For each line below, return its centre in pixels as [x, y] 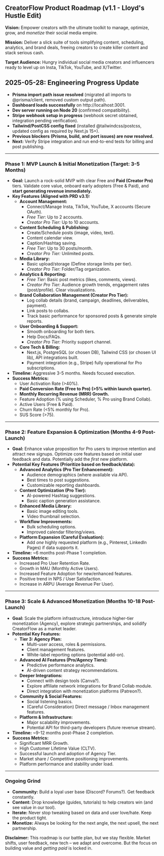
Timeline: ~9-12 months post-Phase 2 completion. [63, 733]
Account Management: [43, 201]
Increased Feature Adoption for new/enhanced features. [76, 574]
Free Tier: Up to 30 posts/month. [60, 248]
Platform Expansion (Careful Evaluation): [62, 537]
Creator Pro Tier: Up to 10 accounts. [63, 222]
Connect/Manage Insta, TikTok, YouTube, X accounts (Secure [89, 206]
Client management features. [56, 649]
